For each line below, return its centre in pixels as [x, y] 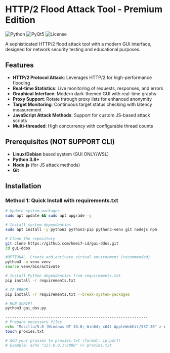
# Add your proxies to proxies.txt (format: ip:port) [63, 340]
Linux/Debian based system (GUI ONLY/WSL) [61, 154]
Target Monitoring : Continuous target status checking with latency [82, 104]
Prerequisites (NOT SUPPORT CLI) [60, 142]
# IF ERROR [17, 290]
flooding [21, 83]
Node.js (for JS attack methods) [46, 165]
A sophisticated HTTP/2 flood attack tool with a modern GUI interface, [78, 44]
